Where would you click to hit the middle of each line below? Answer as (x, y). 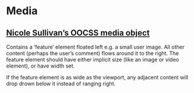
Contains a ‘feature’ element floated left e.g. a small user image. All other (95, 47)
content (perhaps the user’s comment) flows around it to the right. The (93, 53)
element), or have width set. (40, 66)
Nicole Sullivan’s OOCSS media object (78, 33)
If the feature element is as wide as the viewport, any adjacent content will (97, 77)
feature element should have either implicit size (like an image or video (93, 60)
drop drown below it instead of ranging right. (61, 84)
